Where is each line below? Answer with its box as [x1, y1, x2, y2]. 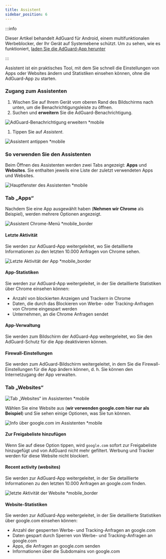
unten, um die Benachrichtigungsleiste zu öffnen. [12, 104, 113, 110]
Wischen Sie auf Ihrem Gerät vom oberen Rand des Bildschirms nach [12, 99, 154, 105]
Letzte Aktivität [5, 232, 38, 238]
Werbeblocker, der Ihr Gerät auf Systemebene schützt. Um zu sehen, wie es [5, 40, 161, 46]
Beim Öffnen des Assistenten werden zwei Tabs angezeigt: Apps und [5, 162, 147, 168]
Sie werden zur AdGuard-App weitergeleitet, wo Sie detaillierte [5, 243, 133, 249]
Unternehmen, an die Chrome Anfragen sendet [12, 311, 109, 317]
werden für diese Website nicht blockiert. [5, 452, 89, 459]
